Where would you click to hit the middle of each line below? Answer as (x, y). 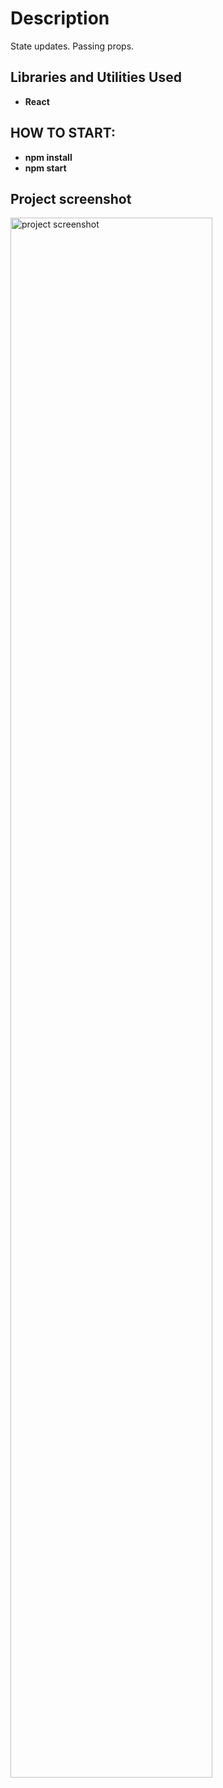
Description (60, 18)
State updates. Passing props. (72, 46)
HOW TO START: (63, 133)
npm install (48, 157)
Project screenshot (71, 198)
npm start (45, 168)
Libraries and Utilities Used (96, 77)
